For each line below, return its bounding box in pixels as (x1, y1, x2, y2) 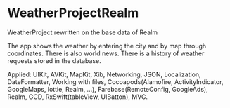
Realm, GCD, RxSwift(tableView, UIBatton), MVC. (7, 93, 148, 101)
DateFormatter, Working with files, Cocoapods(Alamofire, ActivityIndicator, (7, 77, 224, 86)
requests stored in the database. (7, 56, 101, 65)
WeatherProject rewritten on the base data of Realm (7, 28, 158, 36)
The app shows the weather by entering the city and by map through (7, 41, 207, 50)
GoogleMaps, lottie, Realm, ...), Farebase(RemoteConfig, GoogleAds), (7, 85, 209, 93)
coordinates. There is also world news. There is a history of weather (7, 49, 205, 58)
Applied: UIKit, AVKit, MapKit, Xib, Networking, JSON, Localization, (7, 70, 202, 79)
